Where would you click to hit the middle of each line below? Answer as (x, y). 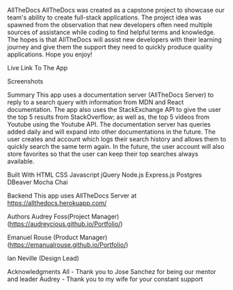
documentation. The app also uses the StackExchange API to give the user (114, 110)
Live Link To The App (38, 68)
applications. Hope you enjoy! (50, 54)
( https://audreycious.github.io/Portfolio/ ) (65, 224)
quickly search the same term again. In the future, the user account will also (116, 146)
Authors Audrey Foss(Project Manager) (63, 216)
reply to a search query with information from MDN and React (96, 102)
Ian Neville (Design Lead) (43, 258)
